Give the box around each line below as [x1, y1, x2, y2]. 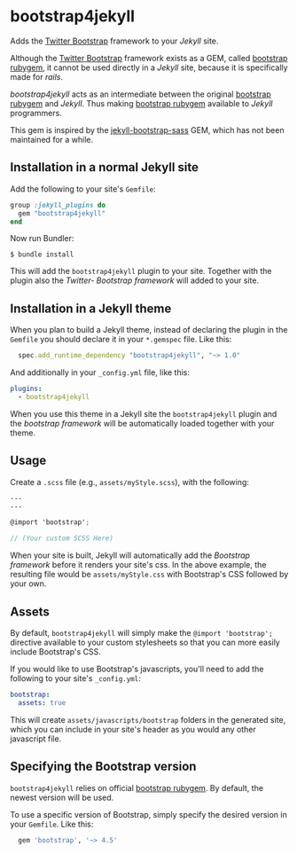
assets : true [18, 698, 66, 707]
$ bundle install [10, 250, 74, 259]
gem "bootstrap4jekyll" [18, 208, 106, 218]
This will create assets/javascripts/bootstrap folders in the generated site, [10, 714, 286, 725]
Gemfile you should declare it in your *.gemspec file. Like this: [10, 334, 232, 345]
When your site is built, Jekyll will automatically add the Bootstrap [10, 550, 251, 560]
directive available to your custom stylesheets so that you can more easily [10, 637, 280, 647]
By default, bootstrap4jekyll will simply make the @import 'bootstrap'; [10, 627, 273, 638]
